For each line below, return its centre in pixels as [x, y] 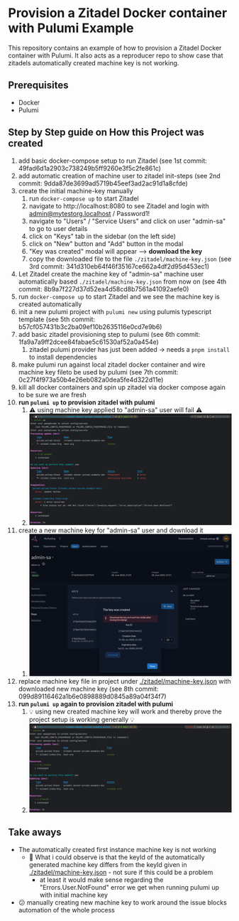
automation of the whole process [67, 910]
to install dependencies [63, 357]
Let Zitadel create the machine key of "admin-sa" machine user [111, 274]
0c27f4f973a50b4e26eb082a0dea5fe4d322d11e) [91, 379]
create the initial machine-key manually [76, 190]
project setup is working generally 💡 [82, 720]
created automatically [50, 304]
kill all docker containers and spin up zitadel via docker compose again [122, 387]
